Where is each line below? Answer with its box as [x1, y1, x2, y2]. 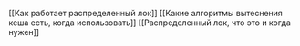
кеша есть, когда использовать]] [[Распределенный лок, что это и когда [8, 17, 291, 28]
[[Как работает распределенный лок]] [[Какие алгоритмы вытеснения [8, 8, 284, 18]
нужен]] [8, 27, 40, 37]
